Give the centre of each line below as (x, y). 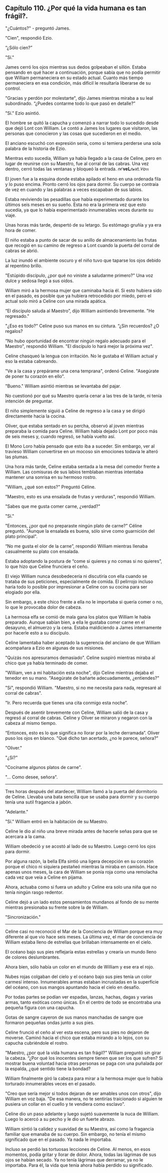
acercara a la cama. (25, 836)
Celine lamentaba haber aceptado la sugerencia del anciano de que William (83, 642)
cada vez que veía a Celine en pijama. (44, 877)
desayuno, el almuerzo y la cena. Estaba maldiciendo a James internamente (83, 627)
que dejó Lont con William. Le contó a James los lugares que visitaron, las (81, 128)
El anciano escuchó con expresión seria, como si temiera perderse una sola (83, 143)
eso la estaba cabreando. (31, 361)
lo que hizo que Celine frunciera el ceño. (47, 566)
